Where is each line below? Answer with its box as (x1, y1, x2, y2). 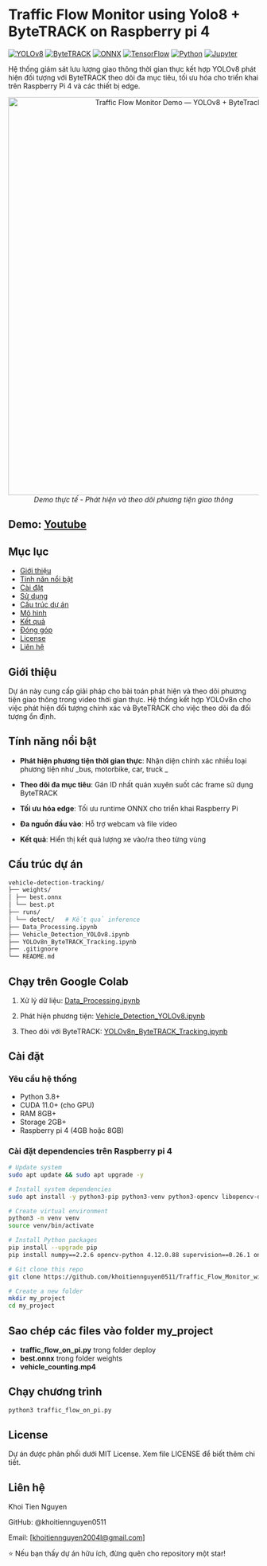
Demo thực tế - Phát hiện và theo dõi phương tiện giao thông (33, 494, 234, 504)
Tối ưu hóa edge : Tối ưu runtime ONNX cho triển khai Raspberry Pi (19, 803, 238, 813)
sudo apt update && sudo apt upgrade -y (8, 1170, 145, 1179)
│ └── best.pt (8, 901, 56, 909)
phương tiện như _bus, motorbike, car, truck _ (19, 764, 168, 774)
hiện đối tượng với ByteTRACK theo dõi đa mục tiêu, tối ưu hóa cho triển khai (8, 72, 259, 82)
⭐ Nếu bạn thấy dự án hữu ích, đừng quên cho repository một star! (8, 1548, 226, 1558)
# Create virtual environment (8, 1207, 109, 1215)
